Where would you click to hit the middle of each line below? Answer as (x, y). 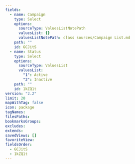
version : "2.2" (21, 93)
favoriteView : (20, 140)
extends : (14, 130)
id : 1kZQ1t (25, 89)
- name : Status (25, 51)
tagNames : (15, 112)
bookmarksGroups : (23, 121)
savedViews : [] (21, 135)
